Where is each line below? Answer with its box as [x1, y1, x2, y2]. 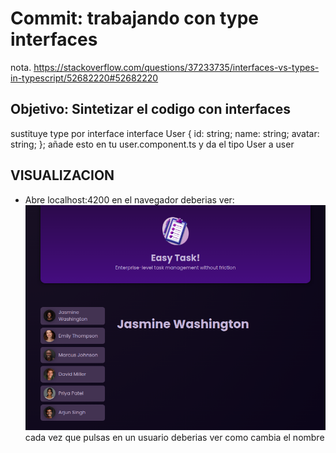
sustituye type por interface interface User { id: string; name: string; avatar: [10, 127, 320, 139]
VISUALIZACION [10, 167, 115, 184]
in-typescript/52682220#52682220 [10, 72, 159, 84]
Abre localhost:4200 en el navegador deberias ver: [24, 193, 235, 206]
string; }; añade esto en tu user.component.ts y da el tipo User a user [10, 138, 295, 150]
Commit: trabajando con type [10, 7, 260, 30]
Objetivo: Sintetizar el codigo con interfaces [10, 101, 291, 118]
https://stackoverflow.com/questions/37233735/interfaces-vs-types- [33, 61, 320, 73]
